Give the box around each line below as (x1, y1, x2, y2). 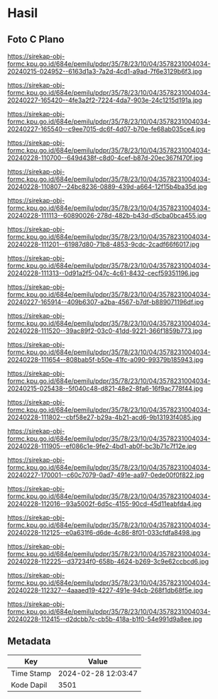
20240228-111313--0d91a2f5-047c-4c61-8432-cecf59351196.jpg (7, 269, 200, 277)
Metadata (7, 635, 51, 647)
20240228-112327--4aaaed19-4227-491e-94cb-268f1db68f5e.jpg (7, 586, 204, 594)
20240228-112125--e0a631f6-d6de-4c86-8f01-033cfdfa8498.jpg (7, 529, 201, 536)
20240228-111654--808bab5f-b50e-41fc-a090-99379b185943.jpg (7, 356, 204, 363)
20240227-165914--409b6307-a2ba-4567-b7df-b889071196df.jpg (7, 298, 205, 306)
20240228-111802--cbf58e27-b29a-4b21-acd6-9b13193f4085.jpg (7, 413, 202, 422)
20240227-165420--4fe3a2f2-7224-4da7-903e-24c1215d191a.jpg (7, 96, 202, 104)
